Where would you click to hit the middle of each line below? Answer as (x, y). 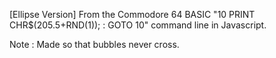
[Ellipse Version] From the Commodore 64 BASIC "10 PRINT (132, 14)
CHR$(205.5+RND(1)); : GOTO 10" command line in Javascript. (138, 25)
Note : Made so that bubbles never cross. (94, 44)
